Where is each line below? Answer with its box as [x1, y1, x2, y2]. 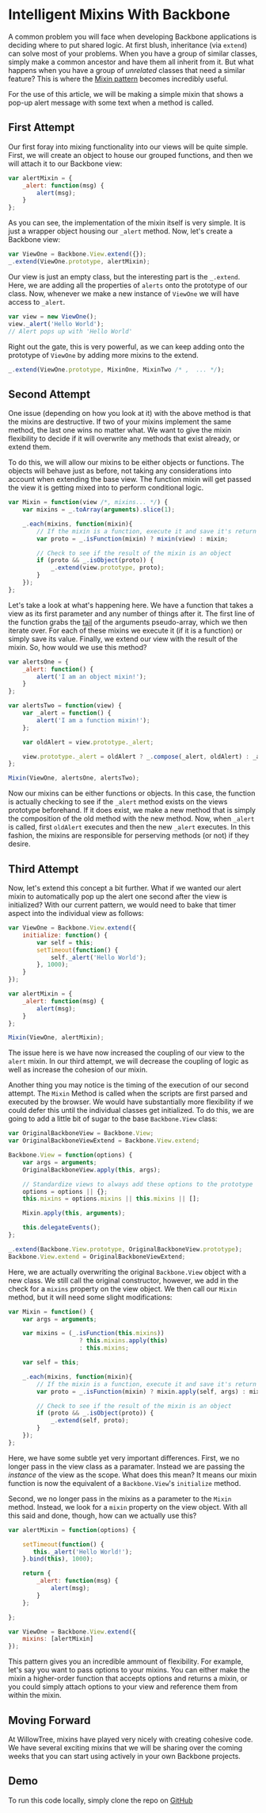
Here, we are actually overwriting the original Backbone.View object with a [8, 1267, 247, 1276]
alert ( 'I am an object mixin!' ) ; [36, 672, 147, 680]
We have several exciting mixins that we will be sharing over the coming [8, 1742, 243, 1752]
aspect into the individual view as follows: [8, 909, 144, 918]
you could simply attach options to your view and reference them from [8, 1682, 238, 1692]
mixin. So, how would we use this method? [8, 642, 147, 652]
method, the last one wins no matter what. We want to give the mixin [8, 425, 232, 435]
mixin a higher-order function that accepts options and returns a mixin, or [8, 1673, 248, 1684]
